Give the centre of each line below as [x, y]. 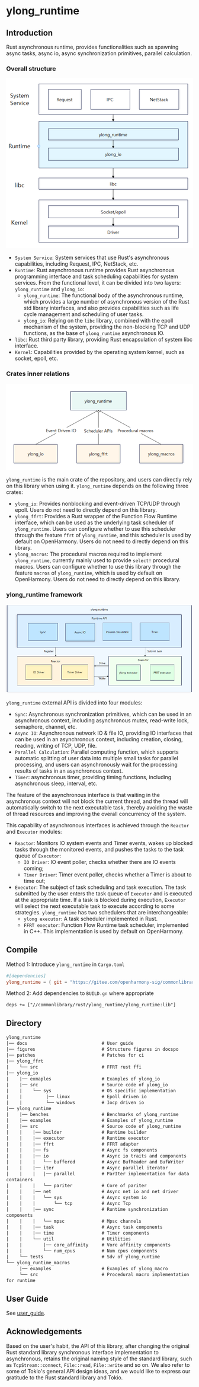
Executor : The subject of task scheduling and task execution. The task [100, 887]
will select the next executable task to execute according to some [94, 906]
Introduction [30, 33]
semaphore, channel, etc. [46, 726]
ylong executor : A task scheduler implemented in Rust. [91, 919]
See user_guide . [26, 1313]
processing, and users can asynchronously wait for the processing [96, 764]
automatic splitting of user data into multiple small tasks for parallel [97, 758]
